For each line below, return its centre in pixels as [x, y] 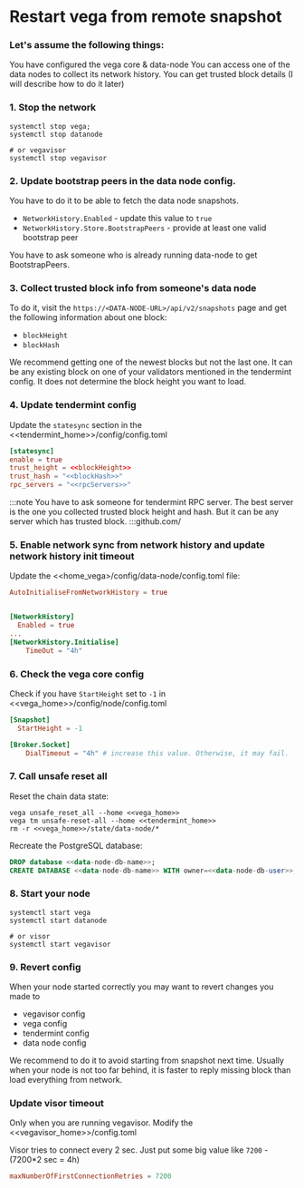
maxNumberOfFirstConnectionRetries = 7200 [90, 1176]
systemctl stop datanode [56, 134]
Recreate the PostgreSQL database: [76, 845]
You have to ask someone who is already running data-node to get [133, 255]
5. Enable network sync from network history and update [137, 544]
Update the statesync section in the [76, 424]
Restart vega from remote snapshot [146, 17]
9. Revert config [45, 967]
